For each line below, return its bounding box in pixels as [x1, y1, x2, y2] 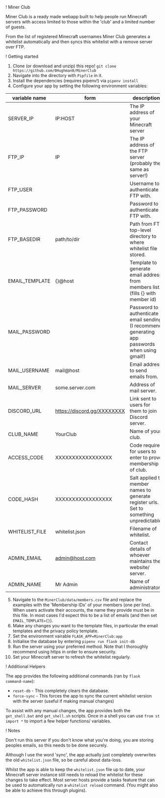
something [129, 511, 154, 518]
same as [129, 166, 149, 173]
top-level [129, 227, 151, 233]
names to [129, 487, 151, 493]
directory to [129, 233, 157, 239]
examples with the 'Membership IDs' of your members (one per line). [12, 602, 152, 608]
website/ [129, 564, 150, 570]
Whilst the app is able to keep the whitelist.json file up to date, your [5, 767, 145, 772]
